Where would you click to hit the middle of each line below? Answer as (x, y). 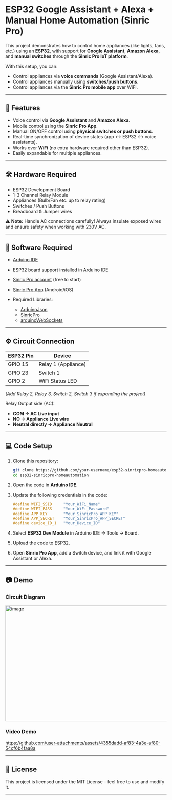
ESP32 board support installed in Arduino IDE (60, 270)
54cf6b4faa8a (20, 748)
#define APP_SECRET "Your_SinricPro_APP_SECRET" (69, 519)
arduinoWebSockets (41, 320)
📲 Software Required (39, 247)
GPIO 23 (18, 373)
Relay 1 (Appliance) (62, 364)
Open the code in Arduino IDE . (45, 485)
